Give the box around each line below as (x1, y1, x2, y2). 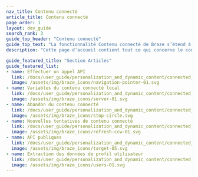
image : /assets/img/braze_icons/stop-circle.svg (11, 113, 133, 119)
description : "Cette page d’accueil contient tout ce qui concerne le (6, 47, 183, 53)
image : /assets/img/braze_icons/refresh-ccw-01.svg (11, 129, 141, 135)
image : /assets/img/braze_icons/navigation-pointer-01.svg (11, 80, 160, 86)
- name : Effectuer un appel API (6, 68, 85, 74)
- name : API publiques (6, 135, 62, 140)
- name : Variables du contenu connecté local (6, 85, 120, 91)
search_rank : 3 (6, 31, 44, 37)
